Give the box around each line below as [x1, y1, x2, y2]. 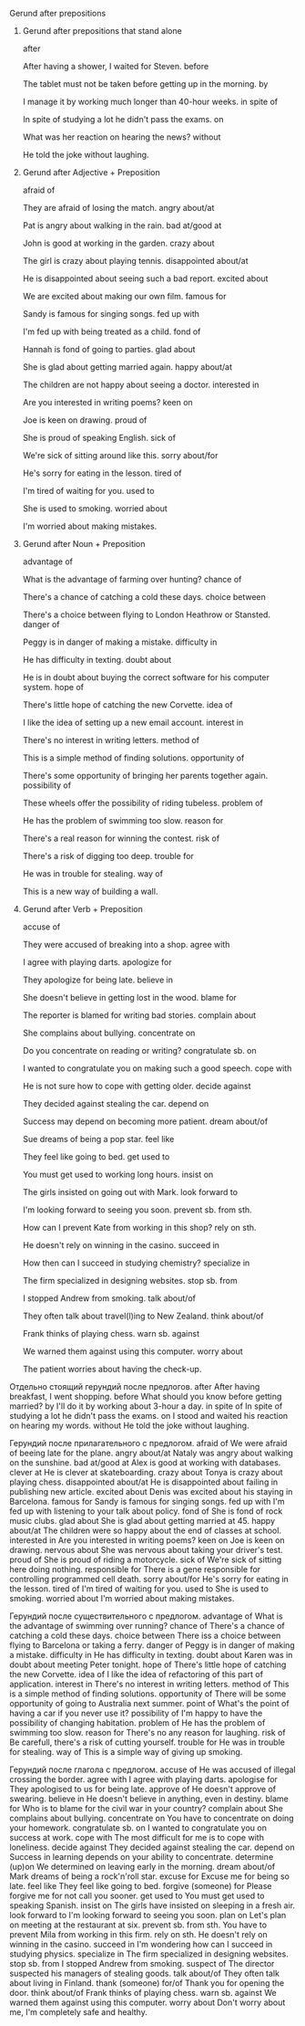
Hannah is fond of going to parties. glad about [22, 344, 196, 354]
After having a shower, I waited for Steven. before [22, 61, 209, 71]
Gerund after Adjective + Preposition [22, 167, 161, 177]
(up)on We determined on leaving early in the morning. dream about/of [9, 1862, 276, 1872]
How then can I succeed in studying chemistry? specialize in [22, 1257, 250, 1268]
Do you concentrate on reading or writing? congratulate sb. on [22, 1045, 257, 1055]
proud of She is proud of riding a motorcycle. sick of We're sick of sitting [9, 1554, 282, 1565]
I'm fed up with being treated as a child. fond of [22, 326, 201, 337]
